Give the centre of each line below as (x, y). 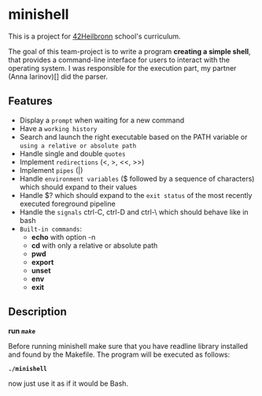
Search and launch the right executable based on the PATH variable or (133, 137)
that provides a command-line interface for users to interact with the (119, 60)
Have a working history (58, 128)
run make (22, 331)
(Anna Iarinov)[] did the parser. (58, 76)
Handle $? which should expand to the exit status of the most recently (136, 195)
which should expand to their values (78, 187)
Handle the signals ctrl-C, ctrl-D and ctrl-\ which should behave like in (134, 212)
